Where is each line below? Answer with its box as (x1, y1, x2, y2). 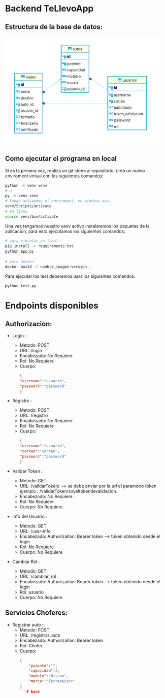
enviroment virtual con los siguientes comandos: (5, 173, 104, 179)
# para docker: (5, 259, 36, 264)
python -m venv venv (5, 183, 48, 188)
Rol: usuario (19, 589, 44, 595)
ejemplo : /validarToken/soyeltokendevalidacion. (19, 488, 118, 494)
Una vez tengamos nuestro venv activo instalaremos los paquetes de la (5, 223, 150, 229)
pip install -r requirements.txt (5, 243, 74, 249)
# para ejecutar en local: (5, 238, 61, 243)
